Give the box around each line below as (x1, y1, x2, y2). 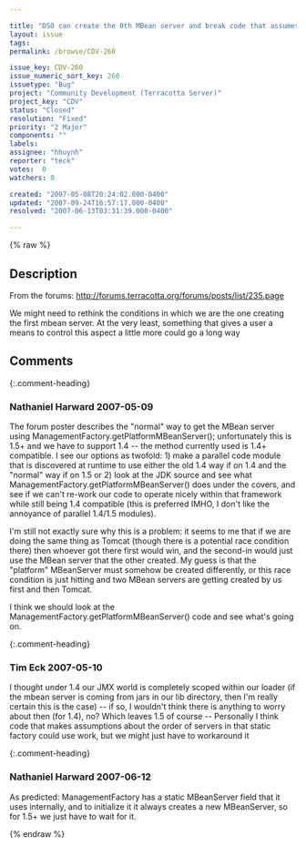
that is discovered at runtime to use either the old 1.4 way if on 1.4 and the (9, 460, 287, 471)
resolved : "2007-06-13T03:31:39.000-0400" (9, 207, 173, 216)
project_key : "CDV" (9, 97, 84, 106)
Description (9, 266, 77, 281)
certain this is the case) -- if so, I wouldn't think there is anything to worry (9, 701, 286, 712)
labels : (9, 139, 39, 148)
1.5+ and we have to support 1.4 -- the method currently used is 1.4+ (9, 441, 267, 452)
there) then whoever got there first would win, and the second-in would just (9, 546, 293, 556)
